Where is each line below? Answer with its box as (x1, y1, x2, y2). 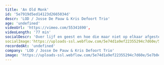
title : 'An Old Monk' (5, 7, 49, 12)
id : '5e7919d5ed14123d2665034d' (5, 12, 71, 17)
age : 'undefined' (5, 21, 41, 26)
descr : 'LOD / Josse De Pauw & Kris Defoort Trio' (5, 16, 110, 21)
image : (5, 52, 19, 58)
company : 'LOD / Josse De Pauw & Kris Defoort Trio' (5, 48, 115, 53)
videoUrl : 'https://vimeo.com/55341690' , (5, 25, 91, 30)
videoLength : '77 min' (5, 30, 51, 35)
